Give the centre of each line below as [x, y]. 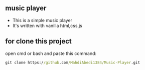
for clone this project [38, 41]
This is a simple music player [42, 20]
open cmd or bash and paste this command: [51, 53]
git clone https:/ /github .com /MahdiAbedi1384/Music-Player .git [73, 62]
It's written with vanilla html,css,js [47, 25]
